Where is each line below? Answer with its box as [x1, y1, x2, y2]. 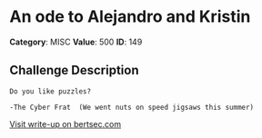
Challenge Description [9, 63, 139, 78]
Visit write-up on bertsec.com [9, 118, 121, 129]
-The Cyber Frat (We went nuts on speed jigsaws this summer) [9, 103, 255, 112]
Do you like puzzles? [9, 86, 92, 96]
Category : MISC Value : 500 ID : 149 [9, 36, 143, 47]
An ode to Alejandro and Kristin [9, 6, 251, 27]
